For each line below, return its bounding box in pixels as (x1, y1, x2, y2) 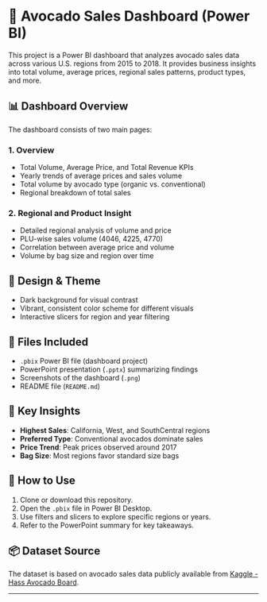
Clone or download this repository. (19, 495, 133, 504)
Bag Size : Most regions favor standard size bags (19, 450, 180, 460)
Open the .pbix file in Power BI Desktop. (19, 504, 153, 513)
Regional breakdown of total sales (19, 188, 131, 198)
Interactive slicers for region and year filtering (19, 312, 170, 322)
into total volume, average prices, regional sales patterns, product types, (8, 67, 246, 76)
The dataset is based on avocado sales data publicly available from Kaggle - (8, 569, 258, 579)
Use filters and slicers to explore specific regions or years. (19, 511, 211, 521)
